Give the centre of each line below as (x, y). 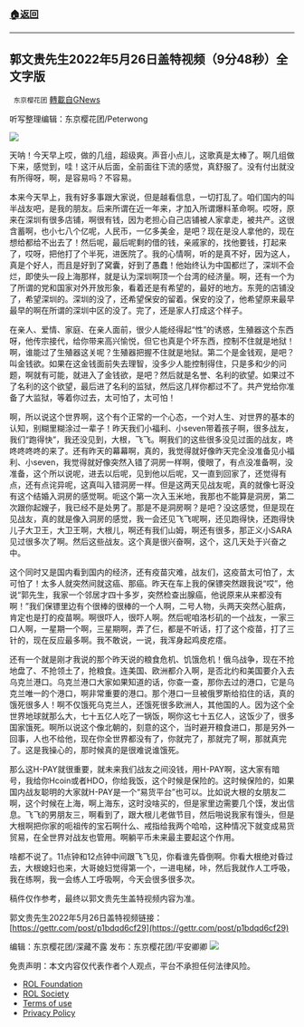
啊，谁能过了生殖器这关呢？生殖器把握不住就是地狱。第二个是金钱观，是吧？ (152, 353)
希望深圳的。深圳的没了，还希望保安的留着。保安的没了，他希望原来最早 (160, 299)
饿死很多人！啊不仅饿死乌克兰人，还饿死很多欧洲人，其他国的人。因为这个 (148, 705)
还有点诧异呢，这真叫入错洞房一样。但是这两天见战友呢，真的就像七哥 (156, 485)
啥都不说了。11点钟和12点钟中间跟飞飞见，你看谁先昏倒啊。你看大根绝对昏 (147, 857)
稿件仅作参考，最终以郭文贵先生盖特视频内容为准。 (104, 898)
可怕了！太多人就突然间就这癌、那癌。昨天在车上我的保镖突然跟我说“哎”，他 (152, 584)
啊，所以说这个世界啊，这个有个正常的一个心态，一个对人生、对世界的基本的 (152, 417)
